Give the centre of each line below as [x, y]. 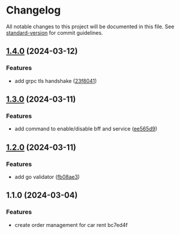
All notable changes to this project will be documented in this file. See [90, 26]
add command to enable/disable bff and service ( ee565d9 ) [86, 129]
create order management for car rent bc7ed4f [71, 225]
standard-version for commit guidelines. [55, 32]
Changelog [33, 10]
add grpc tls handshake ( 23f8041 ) [56, 81]
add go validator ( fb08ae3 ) [47, 177]
